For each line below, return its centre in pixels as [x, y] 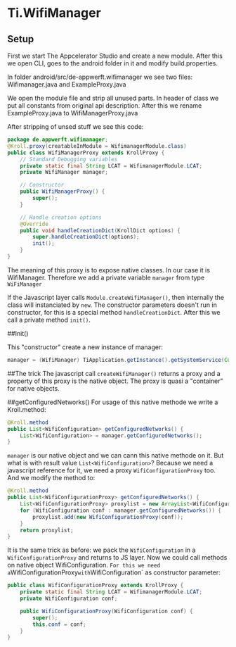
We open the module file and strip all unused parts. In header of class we [113, 98]
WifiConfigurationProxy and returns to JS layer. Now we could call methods [117, 558]
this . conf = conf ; [59, 624]
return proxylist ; [47, 530]
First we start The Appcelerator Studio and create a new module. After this [115, 56]
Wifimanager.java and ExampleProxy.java [67, 84]
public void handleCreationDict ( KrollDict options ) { [100, 230]
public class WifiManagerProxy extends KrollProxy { [86, 153]
